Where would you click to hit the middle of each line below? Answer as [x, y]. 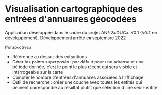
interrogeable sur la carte [37, 72]
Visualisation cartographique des [74, 9]
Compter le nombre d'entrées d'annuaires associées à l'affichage [78, 77]
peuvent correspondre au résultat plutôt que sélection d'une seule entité [85, 87]
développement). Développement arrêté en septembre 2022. [66, 38]
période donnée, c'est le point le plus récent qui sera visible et [74, 67]
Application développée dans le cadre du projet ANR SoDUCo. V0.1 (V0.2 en [81, 32]
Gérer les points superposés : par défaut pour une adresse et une [78, 62]
